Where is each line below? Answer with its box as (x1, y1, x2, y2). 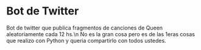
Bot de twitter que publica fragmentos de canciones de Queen (6, 24, 163, 31)
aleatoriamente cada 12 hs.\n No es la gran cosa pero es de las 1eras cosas (6, 30, 195, 37)
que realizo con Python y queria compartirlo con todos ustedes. (6, 37, 166, 44)
